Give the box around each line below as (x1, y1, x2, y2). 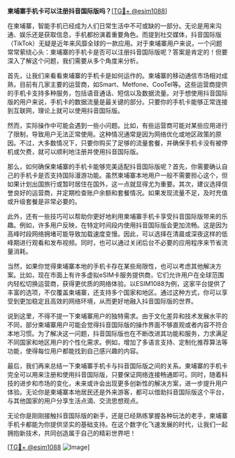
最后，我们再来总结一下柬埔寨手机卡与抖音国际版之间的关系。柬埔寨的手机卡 (7, 362, 228, 370)
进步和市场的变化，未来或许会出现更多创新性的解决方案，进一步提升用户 (19, 379, 228, 387)
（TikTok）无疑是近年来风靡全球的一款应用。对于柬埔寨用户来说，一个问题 (7, 39, 222, 48)
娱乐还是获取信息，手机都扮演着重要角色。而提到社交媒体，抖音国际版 (19, 31, 222, 38)
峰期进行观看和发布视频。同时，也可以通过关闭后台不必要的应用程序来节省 (7, 238, 222, 247)
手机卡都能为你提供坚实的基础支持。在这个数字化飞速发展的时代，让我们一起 (7, 420, 228, 429)
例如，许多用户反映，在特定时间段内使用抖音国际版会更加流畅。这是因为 (19, 221, 228, 229)
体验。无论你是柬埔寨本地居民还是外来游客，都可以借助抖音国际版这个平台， (7, 388, 228, 396)
